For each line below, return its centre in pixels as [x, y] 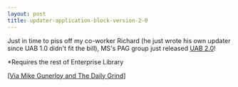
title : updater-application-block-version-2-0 [78, 21]
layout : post [27, 14]
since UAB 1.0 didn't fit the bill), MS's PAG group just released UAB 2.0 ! [112, 48]
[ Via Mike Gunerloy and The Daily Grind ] [67, 76]
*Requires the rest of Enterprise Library [66, 62]
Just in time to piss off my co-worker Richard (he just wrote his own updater [119, 40]
